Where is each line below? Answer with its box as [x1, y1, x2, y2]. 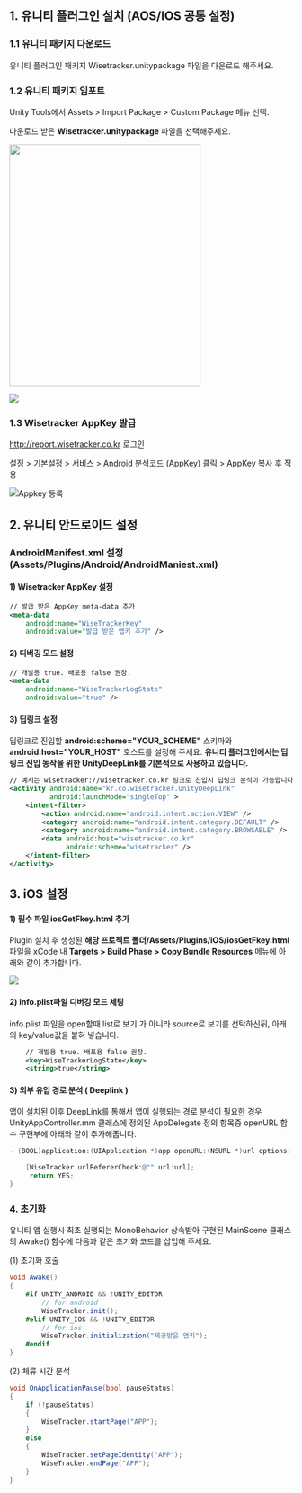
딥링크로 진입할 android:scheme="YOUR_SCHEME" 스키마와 [9, 735, 233, 746]
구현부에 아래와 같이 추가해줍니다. [18, 1129, 137, 1140]
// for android [41, 1298, 99, 1307]
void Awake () [9, 1273, 58, 1283]
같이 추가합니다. [25, 957, 82, 968]
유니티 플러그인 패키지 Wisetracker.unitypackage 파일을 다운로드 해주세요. [9, 59, 274, 70]
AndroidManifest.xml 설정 [9, 547, 124, 559]
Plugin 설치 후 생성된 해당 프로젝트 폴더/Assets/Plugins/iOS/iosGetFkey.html [9, 935, 290, 946]
